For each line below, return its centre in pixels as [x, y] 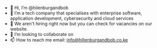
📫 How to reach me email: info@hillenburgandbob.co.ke [69, 40]
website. [19, 29]
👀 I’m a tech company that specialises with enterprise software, [76, 13]
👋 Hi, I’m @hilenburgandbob [39, 8]
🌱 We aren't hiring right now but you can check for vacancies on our [81, 23]
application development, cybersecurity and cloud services [72, 18]
